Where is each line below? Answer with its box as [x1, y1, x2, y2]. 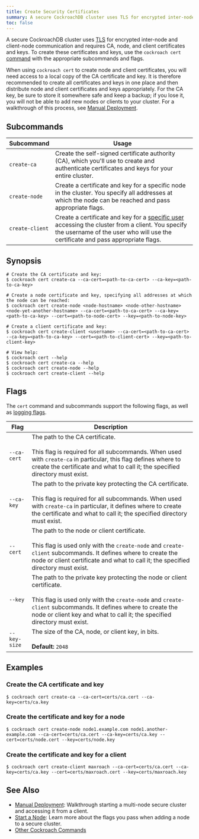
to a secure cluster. [14, 820, 62, 827]
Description [94, 423, 128, 431]
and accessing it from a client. [14, 807, 89, 815]
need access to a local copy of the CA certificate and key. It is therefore [6, 73, 181, 80]
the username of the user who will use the [55, 228, 172, 237]
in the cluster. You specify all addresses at [55, 188, 173, 197]
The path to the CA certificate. [31, 432, 115, 441]
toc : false [6, 20, 33, 26]
